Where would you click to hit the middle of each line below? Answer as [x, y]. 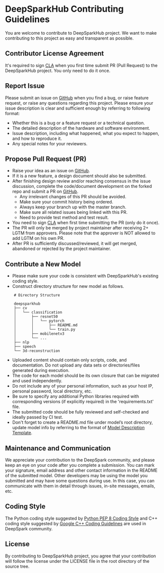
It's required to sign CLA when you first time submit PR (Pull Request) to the [81, 65]
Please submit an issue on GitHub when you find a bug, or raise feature [77, 98]
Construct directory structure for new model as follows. [68, 286]
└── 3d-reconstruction [37, 351]
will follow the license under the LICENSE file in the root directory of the [77, 561]
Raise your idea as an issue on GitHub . [51, 171]
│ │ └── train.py [45, 330]
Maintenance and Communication [58, 448]
